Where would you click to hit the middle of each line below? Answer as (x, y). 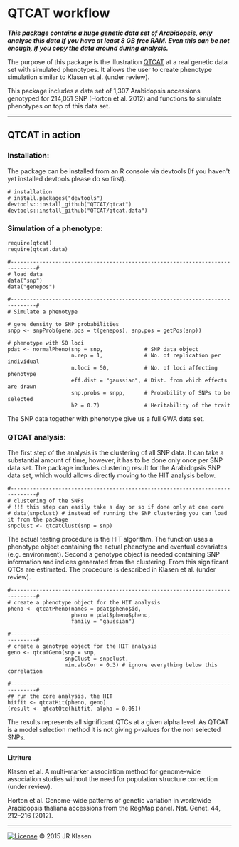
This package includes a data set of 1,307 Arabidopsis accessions (104, 91)
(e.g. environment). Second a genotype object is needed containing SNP (114, 554)
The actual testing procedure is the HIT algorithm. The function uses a (110, 539)
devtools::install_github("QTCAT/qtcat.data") (78, 211)
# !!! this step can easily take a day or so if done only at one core (116, 507)
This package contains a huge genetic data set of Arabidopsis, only (110, 33)
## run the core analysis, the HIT (60, 696)
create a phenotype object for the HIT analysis (87, 603)
